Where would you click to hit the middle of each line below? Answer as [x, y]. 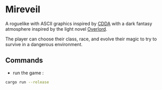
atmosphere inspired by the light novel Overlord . [56, 29]
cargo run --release [27, 82]
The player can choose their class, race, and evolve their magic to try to [81, 39]
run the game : [28, 73]
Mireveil [23, 9]
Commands [24, 61]
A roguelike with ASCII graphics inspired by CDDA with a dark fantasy [79, 24]
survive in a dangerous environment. [44, 44]
